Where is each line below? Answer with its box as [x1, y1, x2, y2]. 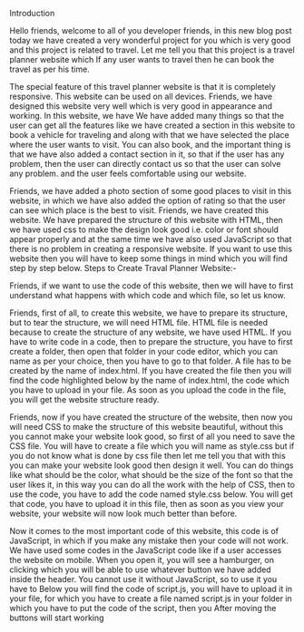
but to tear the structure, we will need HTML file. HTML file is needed [9, 317, 269, 327]
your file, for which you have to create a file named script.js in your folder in [9, 593, 292, 604]
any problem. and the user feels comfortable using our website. [9, 168, 247, 179]
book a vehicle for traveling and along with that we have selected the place [9, 130, 289, 140]
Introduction [9, 8, 55, 18]
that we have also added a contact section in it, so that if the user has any [9, 149, 285, 160]
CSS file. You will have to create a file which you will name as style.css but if [9, 441, 295, 452]
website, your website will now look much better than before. [9, 508, 238, 519]
